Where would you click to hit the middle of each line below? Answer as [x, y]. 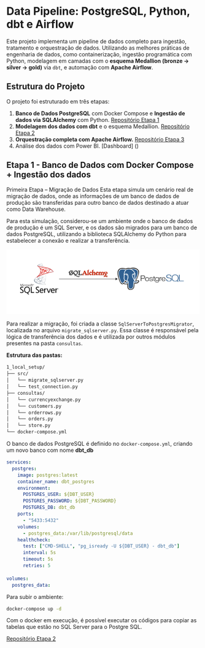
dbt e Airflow [40, 24]
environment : [34, 488]
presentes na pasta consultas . [44, 343]
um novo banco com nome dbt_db [50, 450]
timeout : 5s [38, 559]
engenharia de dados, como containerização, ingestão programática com [99, 54]
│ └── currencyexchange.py [44, 400]
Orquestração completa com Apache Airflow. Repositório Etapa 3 [100, 139]
